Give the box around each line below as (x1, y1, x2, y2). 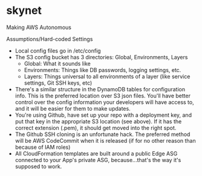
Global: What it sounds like (24, 60, 91, 67)
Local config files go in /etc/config (15, 47, 101, 54)
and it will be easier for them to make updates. (15, 105, 131, 112)
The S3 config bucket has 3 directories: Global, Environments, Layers (15, 53, 188, 60)
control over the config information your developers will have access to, (15, 98, 195, 106)
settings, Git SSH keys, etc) (24, 79, 93, 86)
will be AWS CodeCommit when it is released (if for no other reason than (15, 137, 196, 144)
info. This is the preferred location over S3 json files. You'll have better (15, 92, 191, 99)
